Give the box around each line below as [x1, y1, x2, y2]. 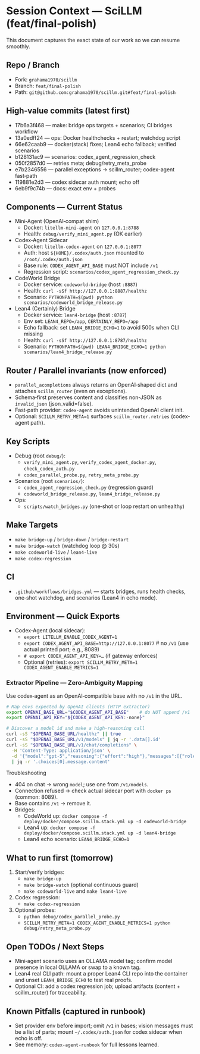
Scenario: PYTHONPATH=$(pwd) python [23, 293, 113, 301]
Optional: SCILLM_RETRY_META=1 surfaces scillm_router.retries [14, 413, 170, 420]
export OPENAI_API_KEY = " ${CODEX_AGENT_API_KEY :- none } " [6, 715, 145, 721]
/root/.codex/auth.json [23, 257, 83, 263]
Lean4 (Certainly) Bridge [14, 305, 76, 312]
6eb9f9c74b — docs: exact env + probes [14, 184, 116, 192]
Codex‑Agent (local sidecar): [14, 627, 86, 634]
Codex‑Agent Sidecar [14, 237, 68, 244]
